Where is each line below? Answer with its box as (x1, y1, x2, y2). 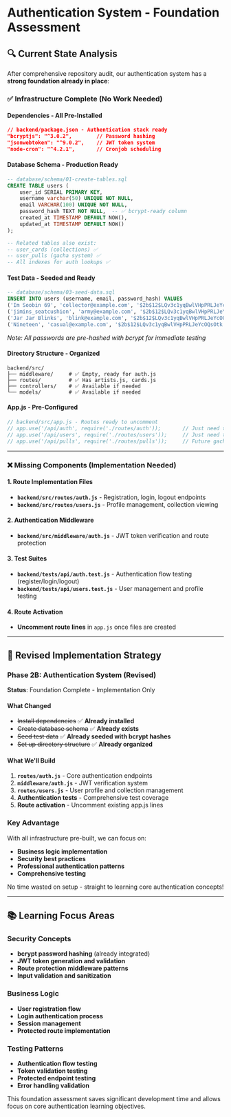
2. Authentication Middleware (7, 516, 94, 525)
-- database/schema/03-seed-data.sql (7, 289, 115, 296)
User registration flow (16, 1005, 81, 1013)
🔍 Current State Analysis (7, 48, 118, 59)
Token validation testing (16, 1067, 88, 1075)
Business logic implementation (16, 847, 108, 856)
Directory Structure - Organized (7, 350, 100, 358)
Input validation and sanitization (16, 972, 111, 980)
